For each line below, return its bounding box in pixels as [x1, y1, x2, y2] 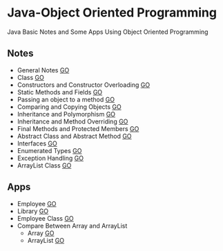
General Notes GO [17, 66, 70, 74]
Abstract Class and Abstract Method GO [17, 132, 133, 140]
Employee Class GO [17, 214, 74, 222]
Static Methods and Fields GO [17, 88, 103, 96]
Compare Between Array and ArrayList [17, 221, 128, 230]
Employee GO [17, 199, 57, 208]
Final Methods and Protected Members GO [17, 124, 139, 132]
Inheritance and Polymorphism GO [17, 110, 116, 118]
